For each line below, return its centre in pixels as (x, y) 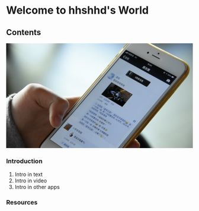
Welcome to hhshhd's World (78, 10)
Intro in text (29, 174)
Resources (22, 202)
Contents (24, 32)
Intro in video (31, 180)
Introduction (24, 161)
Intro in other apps (37, 187)
